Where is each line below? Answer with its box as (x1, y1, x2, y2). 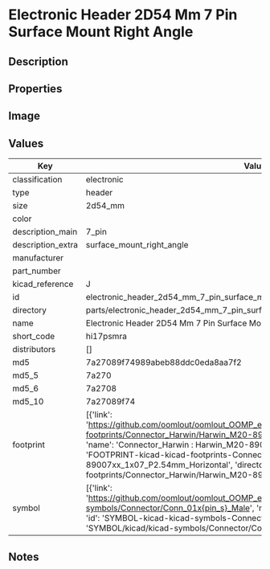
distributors (12, 344, 56, 355)
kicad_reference (12, 279, 74, 290)
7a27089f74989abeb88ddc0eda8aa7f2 (85, 357, 243, 368)
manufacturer (12, 252, 64, 264)
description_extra (12, 239, 79, 251)
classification (12, 174, 63, 186)
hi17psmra (85, 331, 127, 342)
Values (8, 137, 44, 150)
